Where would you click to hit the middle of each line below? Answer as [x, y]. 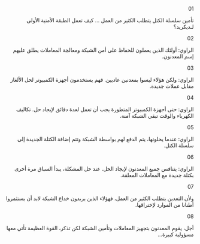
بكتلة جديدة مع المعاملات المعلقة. [157, 175]
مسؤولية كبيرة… [175, 234]
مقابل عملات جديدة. [172, 86]
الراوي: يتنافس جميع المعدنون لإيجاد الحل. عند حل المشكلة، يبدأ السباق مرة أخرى [104, 169]
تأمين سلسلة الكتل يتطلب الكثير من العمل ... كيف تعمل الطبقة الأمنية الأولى [110, 20]
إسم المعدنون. [178, 56]
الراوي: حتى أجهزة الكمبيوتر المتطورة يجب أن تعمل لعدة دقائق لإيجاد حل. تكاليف [105, 109]
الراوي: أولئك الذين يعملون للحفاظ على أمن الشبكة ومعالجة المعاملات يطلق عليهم [103, 50]
